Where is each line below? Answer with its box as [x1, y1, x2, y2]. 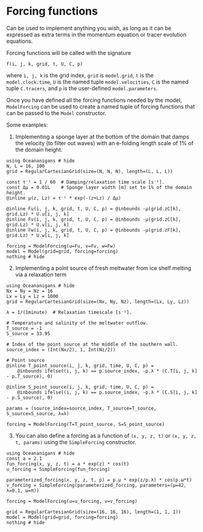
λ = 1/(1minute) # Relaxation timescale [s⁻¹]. [6, 309, 132, 315]
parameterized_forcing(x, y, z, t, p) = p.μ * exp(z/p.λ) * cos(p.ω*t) [6, 477, 192, 483]
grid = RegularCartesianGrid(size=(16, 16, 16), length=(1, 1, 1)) [6, 509, 182, 515]
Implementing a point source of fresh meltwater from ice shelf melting [15, 264, 191, 272]
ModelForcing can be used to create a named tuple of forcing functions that [6, 102, 195, 110]
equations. [6, 37, 33, 44]
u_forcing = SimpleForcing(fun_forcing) [6, 466, 111, 472]
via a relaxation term [15, 271, 67, 278]
